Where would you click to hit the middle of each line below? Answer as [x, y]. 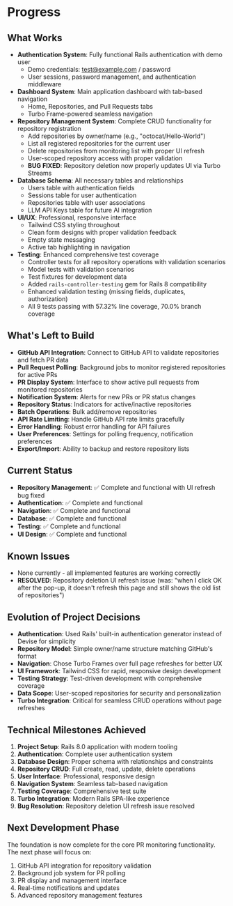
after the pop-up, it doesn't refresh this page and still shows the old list [119, 588]
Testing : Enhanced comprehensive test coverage [88, 254]
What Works [35, 38]
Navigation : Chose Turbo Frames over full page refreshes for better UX [120, 663]
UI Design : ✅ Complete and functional [72, 534]
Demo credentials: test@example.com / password [99, 69]
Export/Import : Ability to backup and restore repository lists [103, 448]
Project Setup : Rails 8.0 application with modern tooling [97, 747]
